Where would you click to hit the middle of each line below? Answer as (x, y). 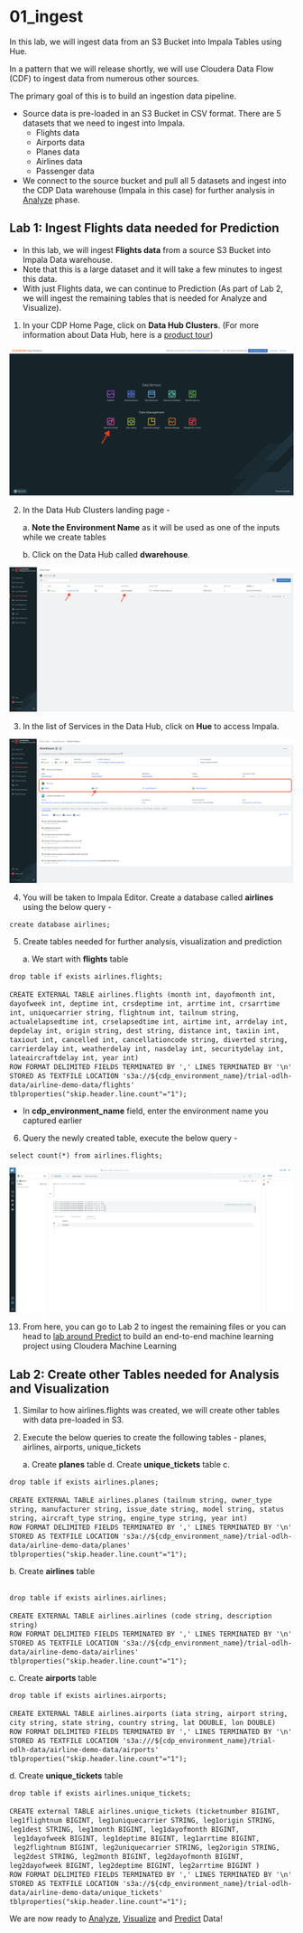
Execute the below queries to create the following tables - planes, (144, 1437)
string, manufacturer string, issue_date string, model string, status (147, 1509)
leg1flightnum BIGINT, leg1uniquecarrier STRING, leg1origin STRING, (143, 1820)
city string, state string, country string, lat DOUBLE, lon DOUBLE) (143, 1722)
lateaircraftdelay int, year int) (74, 1058)
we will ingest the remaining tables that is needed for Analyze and (145, 298)
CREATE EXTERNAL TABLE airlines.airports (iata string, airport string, (149, 1713)
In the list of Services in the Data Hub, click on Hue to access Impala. (151, 727)
